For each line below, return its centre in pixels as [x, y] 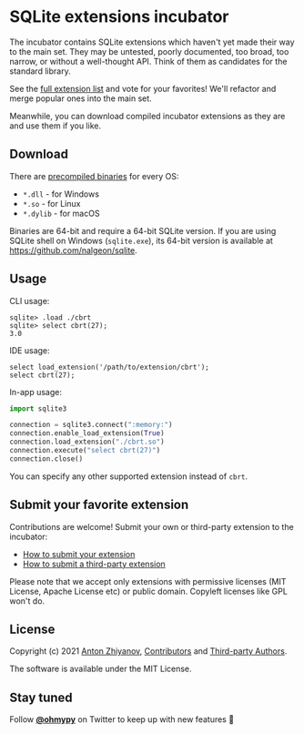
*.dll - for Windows [61, 194]
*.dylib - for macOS [61, 213]
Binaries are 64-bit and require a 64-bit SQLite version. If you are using [143, 230]
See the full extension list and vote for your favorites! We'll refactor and [143, 88]
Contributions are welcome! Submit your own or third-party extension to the [152, 526]
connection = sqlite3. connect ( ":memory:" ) [91, 425]
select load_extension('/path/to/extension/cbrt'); [109, 367]
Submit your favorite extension [99, 505]
